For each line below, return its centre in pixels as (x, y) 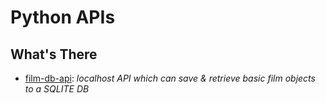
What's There (54, 54)
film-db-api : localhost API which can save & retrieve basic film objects (170, 78)
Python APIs (63, 17)
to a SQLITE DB (57, 89)
